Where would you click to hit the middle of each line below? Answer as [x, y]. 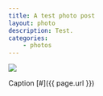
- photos [37, 46]
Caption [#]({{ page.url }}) [51, 83]
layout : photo [32, 23]
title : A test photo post [51, 16]
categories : [28, 38]
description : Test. [41, 30]
